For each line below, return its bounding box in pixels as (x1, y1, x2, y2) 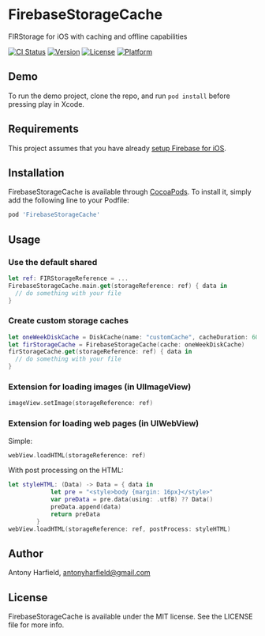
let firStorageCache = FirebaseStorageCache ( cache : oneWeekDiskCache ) (8, 340, 245, 349)
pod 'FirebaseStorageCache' (8, 211, 101, 219)
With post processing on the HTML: (8, 465, 124, 475)
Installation (8, 166, 65, 180)
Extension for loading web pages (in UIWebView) (8, 418, 200, 429)
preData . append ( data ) (50, 503, 122, 511)
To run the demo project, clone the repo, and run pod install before (8, 91, 230, 100)
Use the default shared (8, 256, 98, 267)
